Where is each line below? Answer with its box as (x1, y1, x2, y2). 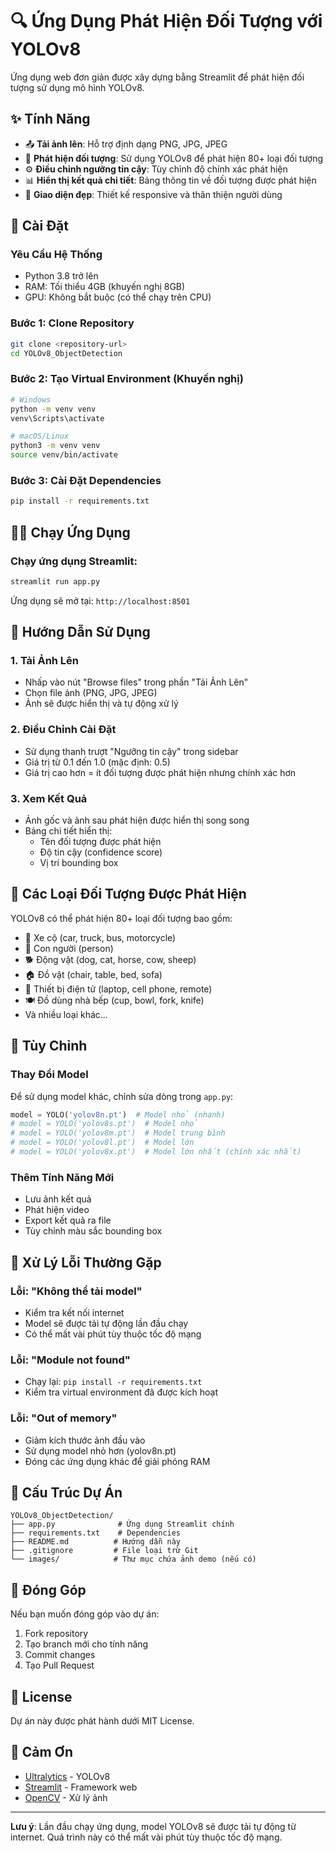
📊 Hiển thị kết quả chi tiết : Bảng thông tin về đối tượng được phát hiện (24, 174, 317, 186)
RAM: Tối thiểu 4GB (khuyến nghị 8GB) (24, 281, 186, 293)
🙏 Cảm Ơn (10, 1744, 74, 1761)
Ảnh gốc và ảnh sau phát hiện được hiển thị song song (24, 814, 250, 827)
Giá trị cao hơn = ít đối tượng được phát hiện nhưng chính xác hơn (24, 766, 297, 778)
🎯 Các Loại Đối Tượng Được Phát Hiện (10, 886, 247, 903)
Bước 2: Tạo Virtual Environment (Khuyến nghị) (10, 372, 244, 386)
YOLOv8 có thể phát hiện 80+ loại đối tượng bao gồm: (10, 912, 233, 924)
